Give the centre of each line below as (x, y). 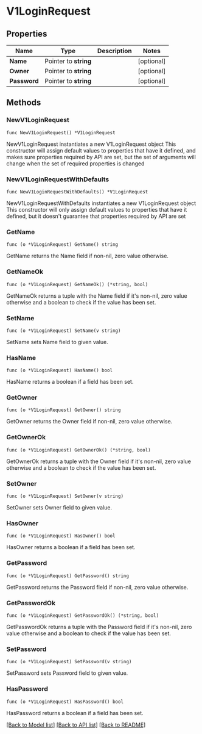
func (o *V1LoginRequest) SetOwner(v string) (65, 496)
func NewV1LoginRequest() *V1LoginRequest (61, 132)
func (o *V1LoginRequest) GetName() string (62, 245)
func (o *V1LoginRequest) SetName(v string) (64, 331)
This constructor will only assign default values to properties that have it (97, 209)
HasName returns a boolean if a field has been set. (70, 382)
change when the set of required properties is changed (75, 164)
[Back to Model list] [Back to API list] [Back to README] (76, 725)
